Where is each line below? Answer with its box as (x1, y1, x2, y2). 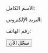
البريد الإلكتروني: (6, 16, 42, 23)
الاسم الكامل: (6, 5, 36, 11)
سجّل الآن (9, 40, 29, 46)
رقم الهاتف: (6, 28, 32, 34)
